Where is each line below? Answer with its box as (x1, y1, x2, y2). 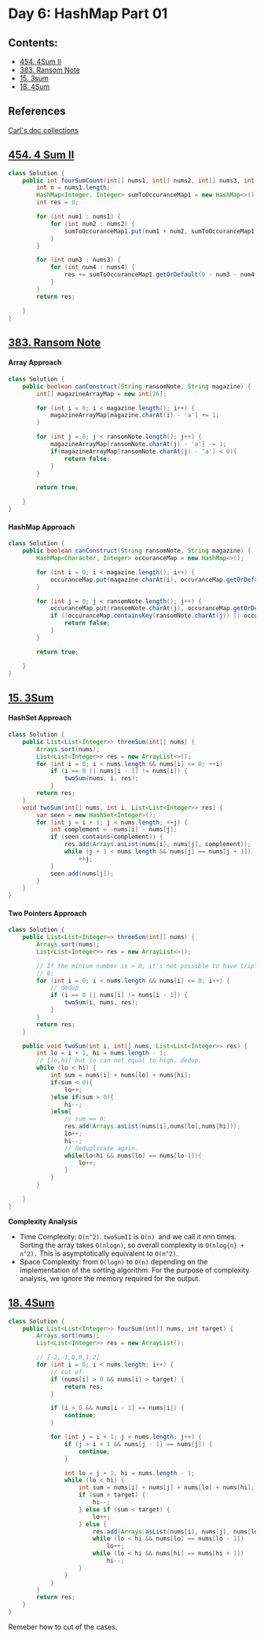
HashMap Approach (8, 522, 75, 532)
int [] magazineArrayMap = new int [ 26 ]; (36, 390, 167, 398)
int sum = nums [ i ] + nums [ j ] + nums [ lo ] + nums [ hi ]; (78, 1484, 255, 1492)
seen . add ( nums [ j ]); (49, 870, 114, 878)
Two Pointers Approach (8, 908, 87, 918)
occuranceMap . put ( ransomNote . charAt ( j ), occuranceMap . (49, 605, 234, 613)
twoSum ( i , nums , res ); (64, 999, 139, 1007)
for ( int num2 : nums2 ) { (49, 219, 135, 228)
